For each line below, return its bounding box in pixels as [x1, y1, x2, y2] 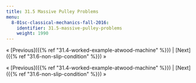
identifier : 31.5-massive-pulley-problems [16, 25, 122, 31]
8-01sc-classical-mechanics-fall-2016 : [11, 19, 109, 25]
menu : [6, 14, 19, 20]
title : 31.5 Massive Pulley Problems [6, 8, 99, 15]
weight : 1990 [16, 31, 49, 36]
